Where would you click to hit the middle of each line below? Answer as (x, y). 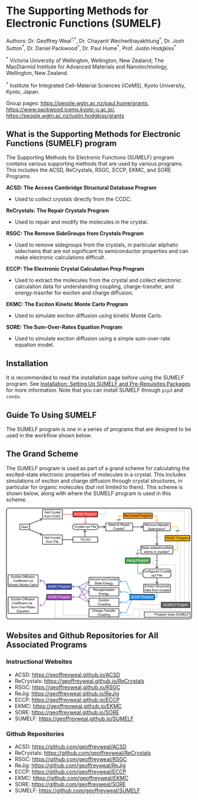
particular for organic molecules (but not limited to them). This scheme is (95, 487)
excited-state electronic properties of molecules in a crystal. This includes (96, 474)
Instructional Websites (39, 662)
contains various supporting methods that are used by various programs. (95, 164)
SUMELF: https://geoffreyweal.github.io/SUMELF (74, 719)
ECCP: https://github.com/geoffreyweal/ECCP (70, 772)
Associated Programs (47, 645)
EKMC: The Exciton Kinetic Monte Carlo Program (67, 304)
